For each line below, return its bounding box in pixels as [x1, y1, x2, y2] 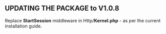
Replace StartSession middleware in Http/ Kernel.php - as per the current [5, 17, 161, 23]
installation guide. [5, 23, 42, 29]
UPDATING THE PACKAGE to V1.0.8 [5, 4, 119, 13]
